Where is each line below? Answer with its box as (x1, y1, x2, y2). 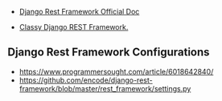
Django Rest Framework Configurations (7, 46, 210, 59)
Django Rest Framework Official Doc (18, 7, 140, 16)
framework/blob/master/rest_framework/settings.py (18, 83, 191, 93)
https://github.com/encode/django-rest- (18, 75, 154, 85)
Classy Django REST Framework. (18, 22, 129, 31)
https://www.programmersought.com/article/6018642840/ (18, 67, 214, 76)
